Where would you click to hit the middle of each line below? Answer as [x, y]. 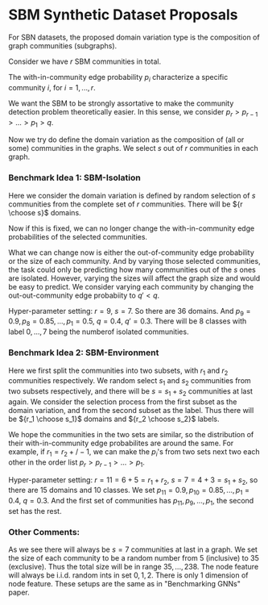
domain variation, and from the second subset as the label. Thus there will [131, 410]
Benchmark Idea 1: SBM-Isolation [74, 177]
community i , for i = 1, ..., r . [52, 87]
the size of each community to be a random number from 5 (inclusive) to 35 [134, 558]
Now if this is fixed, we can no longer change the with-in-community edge [132, 228]
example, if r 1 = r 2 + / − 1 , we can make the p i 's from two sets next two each [134, 452]
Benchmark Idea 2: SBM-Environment [84, 353]
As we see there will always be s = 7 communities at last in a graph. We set [133, 549]
